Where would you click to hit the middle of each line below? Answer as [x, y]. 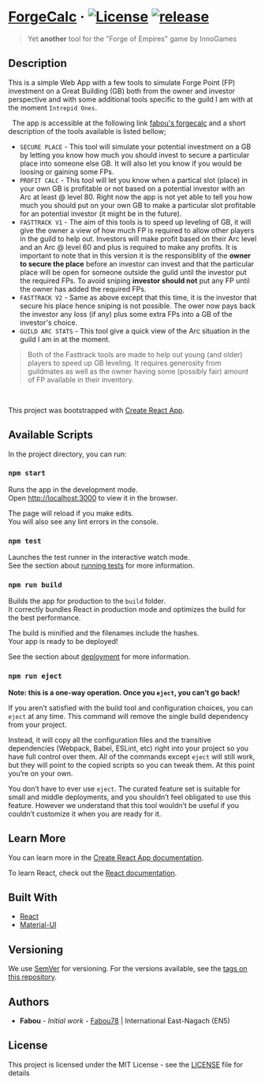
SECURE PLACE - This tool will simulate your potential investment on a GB [135, 147]
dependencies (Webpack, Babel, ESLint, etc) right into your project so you [129, 748]
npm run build [35, 585]
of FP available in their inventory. [80, 379]
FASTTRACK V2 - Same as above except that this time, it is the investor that [138, 297]
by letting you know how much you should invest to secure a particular [134, 155]
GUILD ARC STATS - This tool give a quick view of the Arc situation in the [134, 330]
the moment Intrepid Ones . [52, 107]
